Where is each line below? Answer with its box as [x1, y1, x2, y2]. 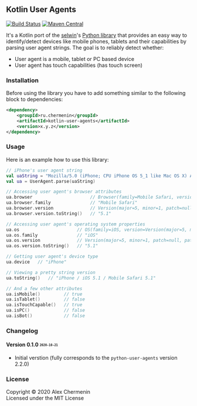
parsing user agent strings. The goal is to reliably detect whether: [6, 44, 164, 51]
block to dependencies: [6, 96, 63, 103]
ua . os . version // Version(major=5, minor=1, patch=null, [6, 237, 182, 244]
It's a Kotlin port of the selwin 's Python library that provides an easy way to [6, 32, 188, 39]
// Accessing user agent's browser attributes [6, 189, 122, 195]
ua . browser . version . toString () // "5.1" [6, 210, 111, 216]
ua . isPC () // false [6, 308, 85, 313]
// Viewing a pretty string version [6, 269, 96, 275]
